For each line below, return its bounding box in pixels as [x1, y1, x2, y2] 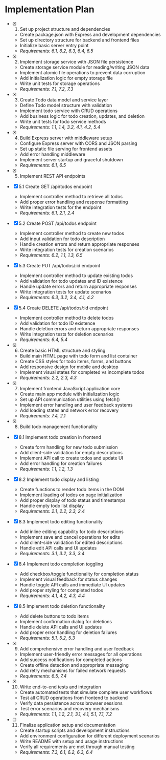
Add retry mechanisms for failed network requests [19, 667, 126, 673]
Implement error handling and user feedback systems [19, 402, 133, 408]
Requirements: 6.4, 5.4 [19, 336, 68, 343]
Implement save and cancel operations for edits [19, 534, 121, 540]
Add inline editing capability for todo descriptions [19, 529, 124, 535]
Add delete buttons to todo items [19, 613, 89, 619]
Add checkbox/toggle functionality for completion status [19, 571, 139, 577]
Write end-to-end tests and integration [19, 684, 101, 690]
